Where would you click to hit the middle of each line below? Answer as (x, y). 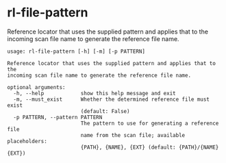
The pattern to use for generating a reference (150, 123)
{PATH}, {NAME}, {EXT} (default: (128, 147)
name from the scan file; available (133, 135)
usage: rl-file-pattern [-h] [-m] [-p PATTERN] (76, 51)
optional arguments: (37, 87)
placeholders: (27, 141)
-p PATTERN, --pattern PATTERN (58, 117)
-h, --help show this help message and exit (95, 93)
